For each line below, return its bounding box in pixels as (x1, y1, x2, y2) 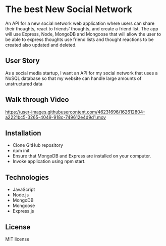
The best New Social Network (5, 4, 132, 15)
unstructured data (5, 80, 43, 87)
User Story (5, 57, 40, 65)
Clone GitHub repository (12, 142, 63, 148)
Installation (5, 129, 41, 137)
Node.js (12, 192, 29, 198)
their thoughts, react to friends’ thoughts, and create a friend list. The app (5, 25, 158, 31)
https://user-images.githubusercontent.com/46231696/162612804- (5, 109, 145, 115)
